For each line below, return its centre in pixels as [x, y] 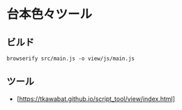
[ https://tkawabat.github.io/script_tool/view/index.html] [96, 99]
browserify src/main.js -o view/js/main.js [71, 58]
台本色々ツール [50, 14]
